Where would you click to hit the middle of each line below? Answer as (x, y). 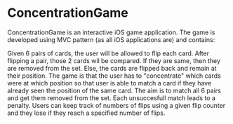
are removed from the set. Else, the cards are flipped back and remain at (112, 68)
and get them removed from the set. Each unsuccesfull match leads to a (112, 98)
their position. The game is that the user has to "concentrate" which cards (114, 76)
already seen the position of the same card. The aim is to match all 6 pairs (114, 90)
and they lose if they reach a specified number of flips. (86, 113)
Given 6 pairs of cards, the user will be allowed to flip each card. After (108, 53)
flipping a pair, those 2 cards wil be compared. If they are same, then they (114, 60)
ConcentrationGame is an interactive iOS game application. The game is (111, 32)
